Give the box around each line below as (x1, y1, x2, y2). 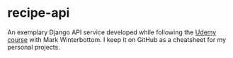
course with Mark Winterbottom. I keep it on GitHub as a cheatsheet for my (7, 35, 227, 43)
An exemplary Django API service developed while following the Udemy (7, 28, 217, 36)
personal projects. (7, 43, 60, 51)
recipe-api (7, 5, 70, 21)
